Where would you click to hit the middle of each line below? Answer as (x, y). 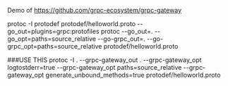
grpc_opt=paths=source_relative (55, 46)
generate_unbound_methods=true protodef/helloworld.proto (133, 75)
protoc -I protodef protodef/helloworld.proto (72, 24)
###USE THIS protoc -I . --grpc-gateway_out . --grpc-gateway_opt (105, 60)
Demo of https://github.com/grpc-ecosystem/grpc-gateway (95, 10)
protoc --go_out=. (127, 31)
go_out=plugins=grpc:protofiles (54, 31)
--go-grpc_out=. (122, 39)
